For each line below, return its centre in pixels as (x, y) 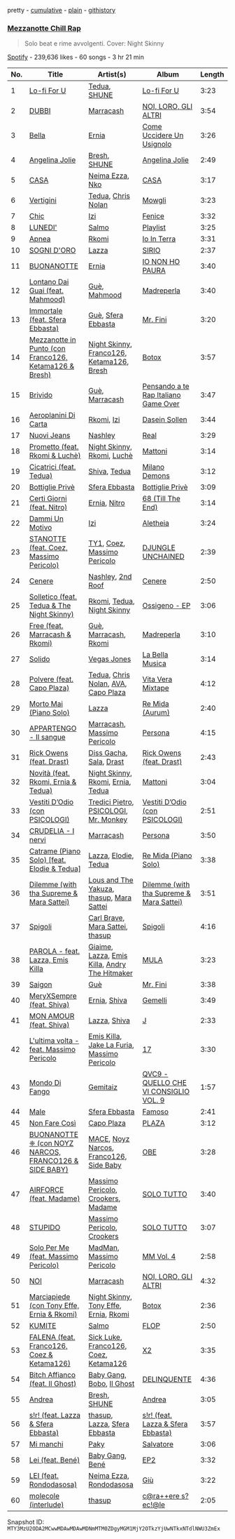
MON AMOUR (52, 1016)
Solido (40, 659)
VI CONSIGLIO (166, 1092)
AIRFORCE (47, 1190)
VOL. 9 (154, 1100)
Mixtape (156, 688)
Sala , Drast (106, 762)
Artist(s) (112, 74)
